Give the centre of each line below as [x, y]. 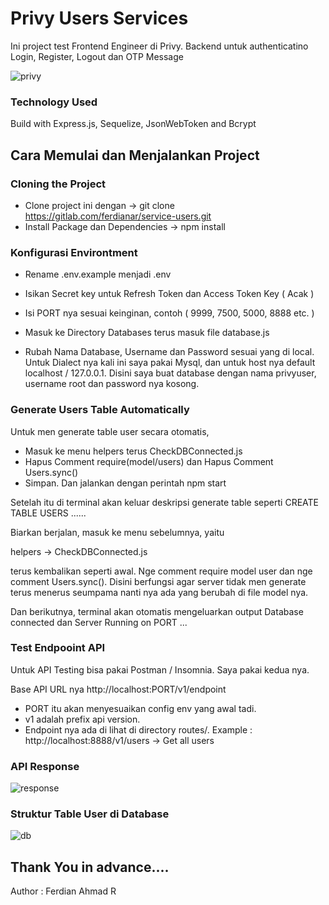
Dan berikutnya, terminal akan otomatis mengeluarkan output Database [157, 611]
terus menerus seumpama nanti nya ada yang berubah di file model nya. [159, 592]
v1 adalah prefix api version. [82, 719]
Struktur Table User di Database [90, 814]
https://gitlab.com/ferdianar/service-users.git [118, 216]
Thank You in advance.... [90, 867]
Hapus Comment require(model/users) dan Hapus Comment [149, 461]
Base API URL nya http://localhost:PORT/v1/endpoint [118, 689]
